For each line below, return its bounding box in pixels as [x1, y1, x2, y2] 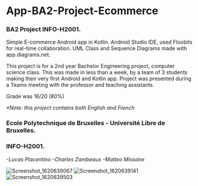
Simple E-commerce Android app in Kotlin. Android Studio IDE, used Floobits [6, 38, 193, 45]
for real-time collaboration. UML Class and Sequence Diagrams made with [6, 45, 187, 52]
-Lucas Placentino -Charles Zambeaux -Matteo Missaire [6, 155, 145, 163]
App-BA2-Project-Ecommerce [6, 4, 158, 18]
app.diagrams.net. [6, 51, 51, 58]
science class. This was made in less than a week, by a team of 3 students [6, 69, 188, 76]
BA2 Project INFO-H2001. [6, 25, 81, 34]
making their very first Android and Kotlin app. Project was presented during [6, 75, 191, 82]
